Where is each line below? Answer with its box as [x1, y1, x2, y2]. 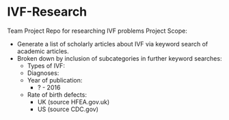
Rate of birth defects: [27, 90, 87, 99]
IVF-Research [7, 4, 87, 20]
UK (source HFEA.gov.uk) [37, 97, 110, 106]
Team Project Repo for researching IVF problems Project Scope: [7, 27, 188, 35]
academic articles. [16, 47, 70, 55]
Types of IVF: [27, 61, 65, 70]
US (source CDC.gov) [37, 105, 99, 113]
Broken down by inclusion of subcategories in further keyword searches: [16, 54, 222, 62]
